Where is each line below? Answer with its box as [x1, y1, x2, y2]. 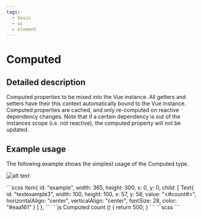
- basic [12, 15, 32, 21]
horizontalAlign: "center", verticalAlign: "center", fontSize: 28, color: [6, 197, 178, 205]
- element [12, 26, 37, 33]
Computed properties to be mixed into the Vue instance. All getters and [6, 93, 186, 101]
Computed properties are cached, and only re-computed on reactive [6, 106, 179, 114]
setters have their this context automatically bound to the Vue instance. [6, 100, 187, 108]
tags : [6, 9, 20, 15]
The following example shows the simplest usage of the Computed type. [6, 160, 189, 168]
